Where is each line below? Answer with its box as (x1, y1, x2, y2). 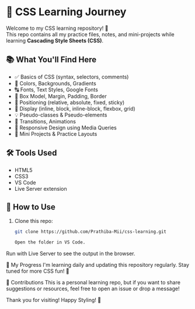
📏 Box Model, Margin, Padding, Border (14, 92, 107, 99)
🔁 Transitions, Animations (14, 118, 76, 125)
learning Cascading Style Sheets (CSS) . (6, 37, 104, 44)
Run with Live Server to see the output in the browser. (6, 250, 135, 257)
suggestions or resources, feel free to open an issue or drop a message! (6, 285, 180, 292)
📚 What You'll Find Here (6, 55, 97, 65)
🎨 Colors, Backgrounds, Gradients (14, 80, 96, 87)
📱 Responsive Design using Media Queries (14, 124, 117, 131)
